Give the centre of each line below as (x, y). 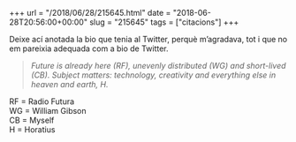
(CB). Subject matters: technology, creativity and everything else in (153, 75)
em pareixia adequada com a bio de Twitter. (89, 49)
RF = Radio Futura (42, 101)
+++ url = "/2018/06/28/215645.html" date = (90, 13)
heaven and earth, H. (69, 84)
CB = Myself (32, 120)
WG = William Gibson (48, 111)
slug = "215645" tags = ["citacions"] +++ (164, 22)
